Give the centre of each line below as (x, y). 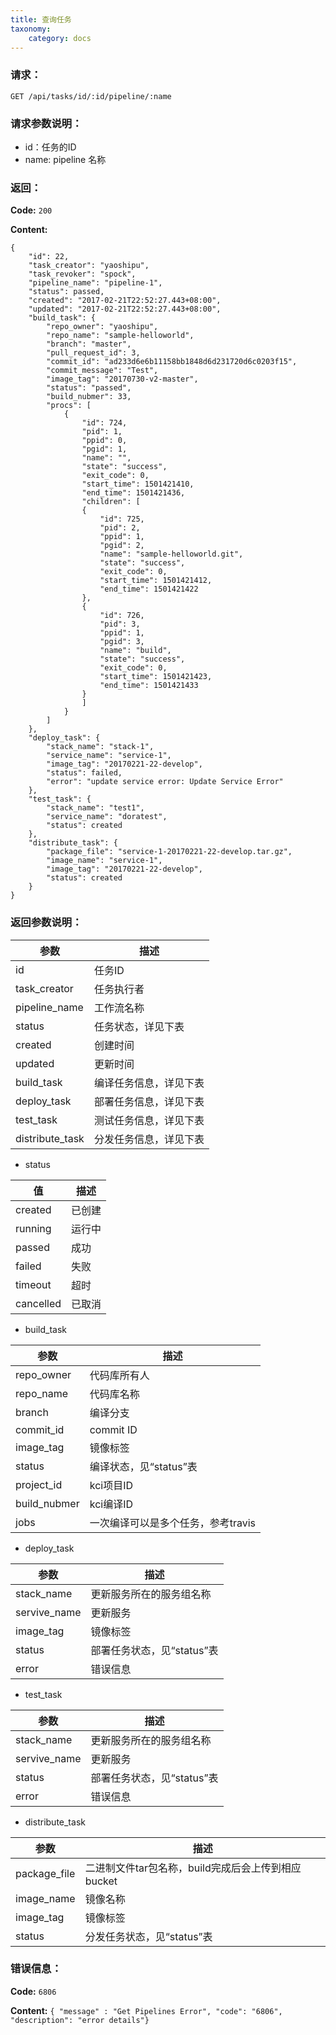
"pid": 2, (120, 528)
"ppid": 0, (104, 441)
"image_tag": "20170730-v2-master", (122, 379)
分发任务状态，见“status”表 (148, 1936)
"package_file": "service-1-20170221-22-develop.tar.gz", (169, 852)
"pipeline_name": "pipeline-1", (95, 283)
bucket (101, 1881)
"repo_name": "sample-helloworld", (120, 336)
